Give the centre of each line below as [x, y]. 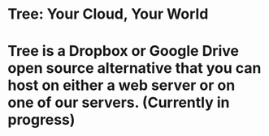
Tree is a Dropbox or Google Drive [123, 51]
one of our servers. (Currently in [119, 103]
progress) [41, 120]
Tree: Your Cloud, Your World [108, 14]
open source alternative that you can [134, 68]
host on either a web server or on [121, 85]
